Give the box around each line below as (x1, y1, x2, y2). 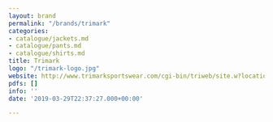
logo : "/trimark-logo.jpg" (8, 65, 100, 73)
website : (8, 72, 38, 80)
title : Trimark (8, 57, 60, 65)
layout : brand (8, 11, 57, 20)
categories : (8, 27, 49, 35)
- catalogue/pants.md (8, 42, 82, 50)
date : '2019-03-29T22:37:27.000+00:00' (8, 95, 144, 103)
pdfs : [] (8, 79, 38, 87)
